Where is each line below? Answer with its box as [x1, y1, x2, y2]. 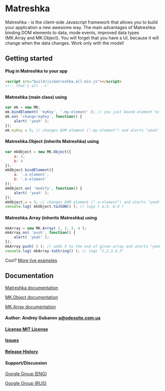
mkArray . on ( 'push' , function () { [5, 230, 76, 235]
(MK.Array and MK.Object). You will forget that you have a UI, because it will [5, 35, 159, 41]
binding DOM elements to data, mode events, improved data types [5, 29, 139, 35]
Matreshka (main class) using [5, 94, 67, 100]
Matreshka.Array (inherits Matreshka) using [5, 215, 97, 221]
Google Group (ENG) [5, 371, 47, 377]
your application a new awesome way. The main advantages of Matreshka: [5, 24, 157, 30]
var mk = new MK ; [5, 105, 41, 110]
